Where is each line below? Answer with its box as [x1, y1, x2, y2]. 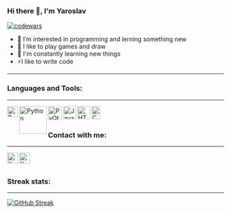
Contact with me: [47, 130, 107, 139]
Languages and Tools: [7, 84, 82, 93]
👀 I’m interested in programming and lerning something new [16, 35, 187, 43]
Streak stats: [7, 177, 51, 186]
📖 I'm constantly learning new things [16, 49, 121, 58]
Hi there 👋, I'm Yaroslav [7, 6, 87, 16]
